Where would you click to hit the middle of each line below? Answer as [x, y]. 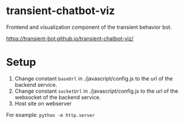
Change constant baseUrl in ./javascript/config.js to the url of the [94, 78]
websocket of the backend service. [58, 97]
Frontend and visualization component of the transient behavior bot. [89, 27]
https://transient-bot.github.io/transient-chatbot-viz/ [70, 38]
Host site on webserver [43, 103]
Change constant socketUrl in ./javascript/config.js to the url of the [96, 91]
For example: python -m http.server [51, 115]
